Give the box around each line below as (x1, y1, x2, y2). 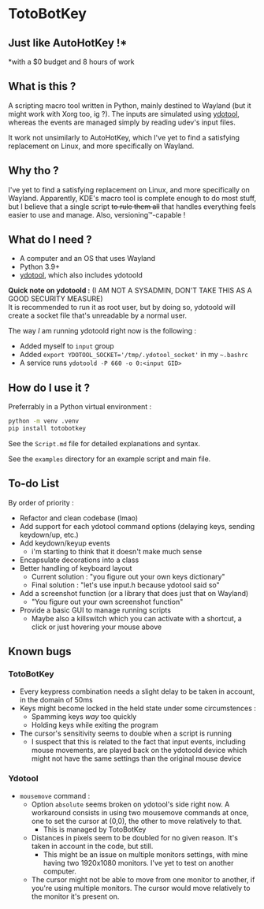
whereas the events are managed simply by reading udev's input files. (8, 117, 236, 127)
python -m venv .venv (8, 417, 80, 426)
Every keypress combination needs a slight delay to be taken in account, (19, 687, 255, 696)
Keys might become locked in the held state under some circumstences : (19, 703, 256, 713)
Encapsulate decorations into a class (19, 555, 139, 564)
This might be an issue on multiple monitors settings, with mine (43, 849, 248, 859)
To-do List (8, 477, 60, 490)
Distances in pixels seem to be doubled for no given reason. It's (31, 833, 239, 842)
